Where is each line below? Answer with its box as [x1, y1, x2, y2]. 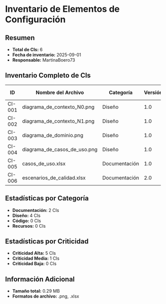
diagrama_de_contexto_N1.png [22, 117, 95, 124]
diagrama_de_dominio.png [22, 132, 83, 138]
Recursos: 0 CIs [12, 223, 46, 229]
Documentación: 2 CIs [12, 207, 59, 213]
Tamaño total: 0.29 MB [12, 288, 60, 294]
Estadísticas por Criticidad [5, 237, 89, 246]
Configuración [5, 14, 66, 25]
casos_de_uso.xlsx [22, 160, 66, 167]
